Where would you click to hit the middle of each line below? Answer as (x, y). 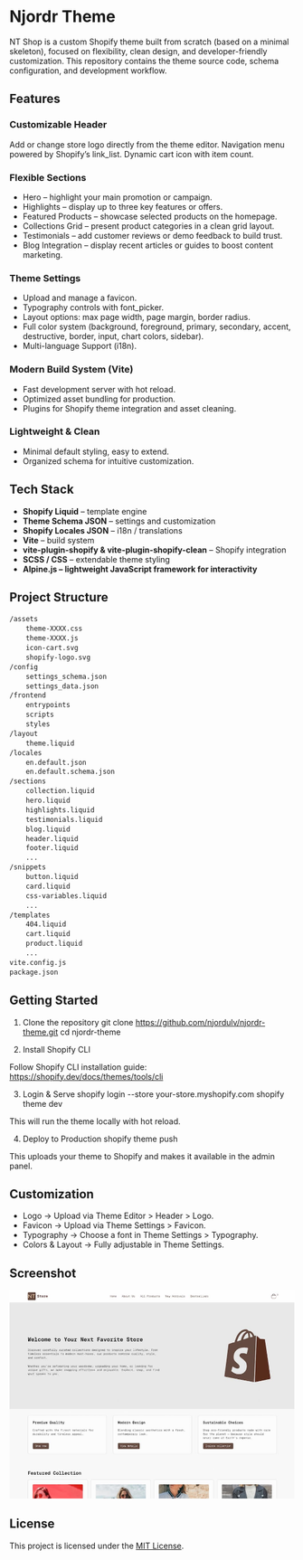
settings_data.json (62, 686)
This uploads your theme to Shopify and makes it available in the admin (142, 1156)
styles (38, 724)
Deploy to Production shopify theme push (100, 1139)
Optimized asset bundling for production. (99, 399)
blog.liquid (48, 829)
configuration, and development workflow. (88, 71)
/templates (30, 915)
